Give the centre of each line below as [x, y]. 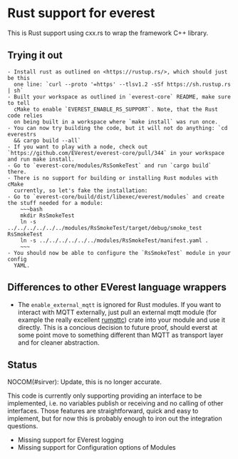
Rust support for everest [81, 13]
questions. [23, 426]
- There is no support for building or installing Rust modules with [113, 178]
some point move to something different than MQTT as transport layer [120, 335]
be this [19, 78]
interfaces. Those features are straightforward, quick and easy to [103, 411]
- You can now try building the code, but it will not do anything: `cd [118, 128]
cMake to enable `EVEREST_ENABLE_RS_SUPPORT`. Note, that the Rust [116, 109]
